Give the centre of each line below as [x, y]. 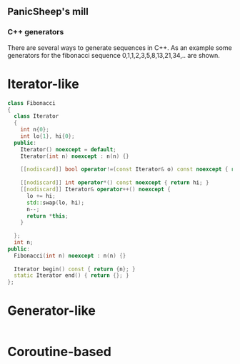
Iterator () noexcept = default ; [68, 149]
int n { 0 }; [35, 130]
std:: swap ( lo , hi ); [55, 203]
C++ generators [36, 32]
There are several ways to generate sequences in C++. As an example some [120, 47]
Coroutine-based [60, 352]
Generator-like [52, 311]
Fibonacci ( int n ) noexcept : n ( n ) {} [70, 256]
